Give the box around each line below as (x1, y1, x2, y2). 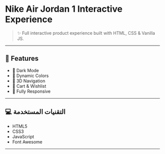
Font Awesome (12, 139, 43, 145)
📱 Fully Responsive (12, 88, 51, 94)
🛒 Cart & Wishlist (12, 83, 47, 89)
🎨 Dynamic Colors (12, 73, 49, 78)
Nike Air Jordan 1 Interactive (5, 3, 123, 15)
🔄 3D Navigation (12, 77, 46, 84)
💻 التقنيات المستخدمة (5, 108, 66, 116)
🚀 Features (5, 54, 39, 63)
